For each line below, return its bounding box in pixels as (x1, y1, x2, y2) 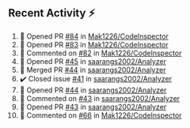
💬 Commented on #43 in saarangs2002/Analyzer (19, 93, 180, 103)
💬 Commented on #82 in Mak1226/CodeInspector (19, 48, 182, 58)
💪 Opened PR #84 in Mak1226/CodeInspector (19, 31, 169, 41)
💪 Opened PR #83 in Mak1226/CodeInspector (19, 40, 169, 49)
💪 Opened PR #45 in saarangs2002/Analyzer (19, 56, 166, 66)
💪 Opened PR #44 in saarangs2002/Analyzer (19, 85, 167, 95)
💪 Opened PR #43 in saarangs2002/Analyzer (19, 102, 167, 111)
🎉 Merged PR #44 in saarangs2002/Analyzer (19, 65, 166, 74)
